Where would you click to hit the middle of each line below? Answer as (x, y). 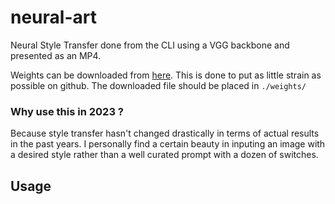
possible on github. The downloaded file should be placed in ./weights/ (158, 85)
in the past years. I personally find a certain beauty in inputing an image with (168, 144)
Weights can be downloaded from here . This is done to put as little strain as (166, 75)
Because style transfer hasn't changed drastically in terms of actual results (165, 133)
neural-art (53, 17)
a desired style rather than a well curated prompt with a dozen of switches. (164, 155)
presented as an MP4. (56, 55)
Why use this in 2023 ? (67, 111)
